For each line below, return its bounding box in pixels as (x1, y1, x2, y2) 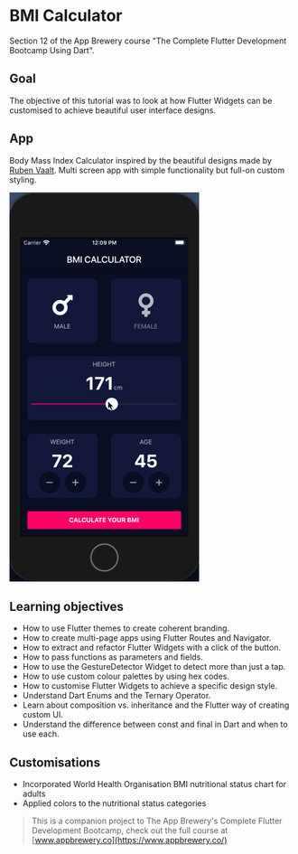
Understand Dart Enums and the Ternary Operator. (22, 690, 211, 701)
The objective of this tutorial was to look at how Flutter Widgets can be (9, 95, 273, 106)
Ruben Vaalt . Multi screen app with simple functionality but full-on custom (9, 164, 285, 175)
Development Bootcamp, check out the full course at (31, 825, 228, 836)
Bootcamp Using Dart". (9, 44, 95, 55)
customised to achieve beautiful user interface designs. (9, 105, 217, 116)
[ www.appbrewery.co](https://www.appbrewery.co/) (31, 835, 228, 846)
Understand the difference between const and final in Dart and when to (22, 719, 288, 730)
